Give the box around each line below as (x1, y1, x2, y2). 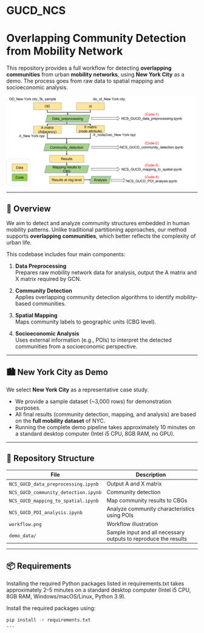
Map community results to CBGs (106, 497, 188, 504)
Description (135, 471, 166, 478)
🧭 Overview (6, 203, 51, 214)
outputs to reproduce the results (106, 535, 187, 542)
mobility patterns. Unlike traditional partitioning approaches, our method (6, 226, 187, 234)
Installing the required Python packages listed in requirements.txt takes (6, 580, 185, 587)
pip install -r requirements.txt (6, 617, 91, 623)
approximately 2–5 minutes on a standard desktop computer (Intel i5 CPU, (6, 586, 191, 594)
